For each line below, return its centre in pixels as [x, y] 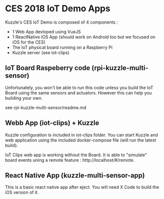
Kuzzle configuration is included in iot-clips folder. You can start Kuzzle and [82, 135]
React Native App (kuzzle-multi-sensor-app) [75, 175]
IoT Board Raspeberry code [48, 68]
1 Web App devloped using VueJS [46, 31]
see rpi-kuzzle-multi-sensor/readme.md [46, 107]
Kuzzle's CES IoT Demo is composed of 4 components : [62, 22]
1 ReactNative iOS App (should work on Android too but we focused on [84, 37]
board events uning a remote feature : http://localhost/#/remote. [70, 160]
